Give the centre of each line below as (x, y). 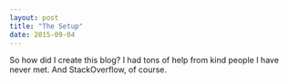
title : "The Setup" (46, 26)
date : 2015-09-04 (42, 34)
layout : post (34, 18)
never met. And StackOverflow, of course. (88, 70)
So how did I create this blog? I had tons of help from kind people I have (144, 61)
